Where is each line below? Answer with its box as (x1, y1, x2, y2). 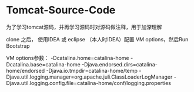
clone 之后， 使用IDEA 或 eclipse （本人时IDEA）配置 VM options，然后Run (6, 36, 189, 43)
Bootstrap (6, 42, 31, 49)
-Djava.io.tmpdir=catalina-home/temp (46, 67, 138, 74)
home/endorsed (6, 67, 45, 74)
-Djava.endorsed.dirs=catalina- (81, 61, 158, 68)
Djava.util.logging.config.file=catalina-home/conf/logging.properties (6, 79, 172, 86)
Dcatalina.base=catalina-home (6, 61, 81, 68)
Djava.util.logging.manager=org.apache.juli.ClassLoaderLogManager (6, 73, 173, 80)
